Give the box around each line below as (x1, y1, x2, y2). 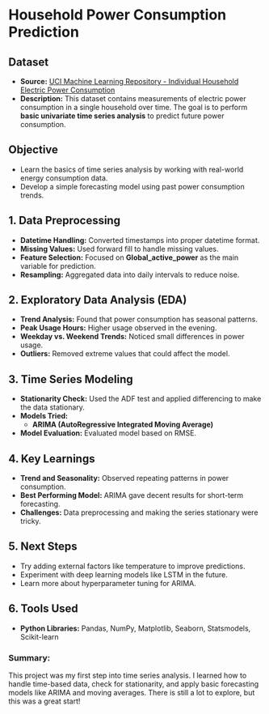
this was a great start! (8, 696, 81, 706)
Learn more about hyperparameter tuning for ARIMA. (19, 578, 196, 588)
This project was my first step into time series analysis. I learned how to (8, 670, 247, 680)
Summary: (8, 652, 51, 663)
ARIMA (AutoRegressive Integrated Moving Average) (32, 419, 214, 430)
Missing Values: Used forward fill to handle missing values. (19, 244, 220, 253)
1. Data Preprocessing (8, 214, 121, 227)
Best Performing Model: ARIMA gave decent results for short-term (19, 491, 244, 500)
